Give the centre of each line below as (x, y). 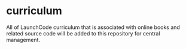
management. (23, 40)
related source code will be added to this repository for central (83, 33)
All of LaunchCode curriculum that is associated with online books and (93, 27)
